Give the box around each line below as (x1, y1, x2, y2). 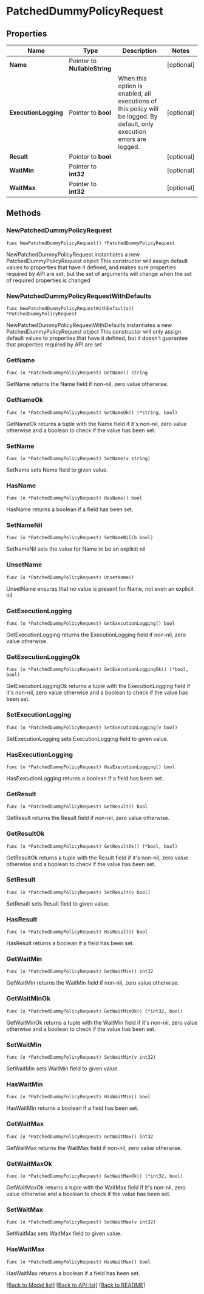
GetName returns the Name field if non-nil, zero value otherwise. (6, 380, 169, 388)
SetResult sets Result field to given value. (6, 900, 110, 907)
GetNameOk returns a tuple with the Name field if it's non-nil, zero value (6, 420, 187, 427)
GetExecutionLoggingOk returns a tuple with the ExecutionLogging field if (6, 683, 191, 690)
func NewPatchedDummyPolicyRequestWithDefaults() (6, 305, 135, 311)
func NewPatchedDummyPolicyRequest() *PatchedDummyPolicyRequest (6, 240, 175, 246)
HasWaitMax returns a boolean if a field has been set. (6, 1269, 140, 1277)
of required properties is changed (6, 277, 90, 284)
